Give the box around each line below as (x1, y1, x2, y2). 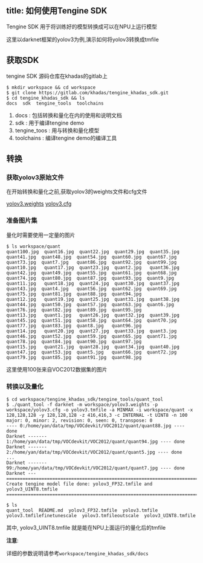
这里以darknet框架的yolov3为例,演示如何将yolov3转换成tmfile (6, 36, 159, 43)
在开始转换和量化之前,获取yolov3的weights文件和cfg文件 (6, 188, 147, 195)
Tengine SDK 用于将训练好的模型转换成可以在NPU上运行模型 (6, 23, 158, 30)
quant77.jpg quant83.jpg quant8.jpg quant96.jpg (6, 323, 142, 329)
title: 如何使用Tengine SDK (6, 5, 108, 16)
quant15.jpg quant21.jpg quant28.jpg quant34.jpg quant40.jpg (6, 344, 180, 350)
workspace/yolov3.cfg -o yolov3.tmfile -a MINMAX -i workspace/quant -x (6, 407, 193, 413)
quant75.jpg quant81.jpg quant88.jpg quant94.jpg (6, 291, 142, 297)
